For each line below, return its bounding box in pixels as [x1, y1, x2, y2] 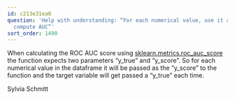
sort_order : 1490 [7, 29, 58, 37]
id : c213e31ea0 [7, 10, 52, 17]
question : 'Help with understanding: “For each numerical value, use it [7, 17, 224, 24]
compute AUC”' [13, 23, 55, 30]
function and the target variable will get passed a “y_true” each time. [7, 71, 204, 80]
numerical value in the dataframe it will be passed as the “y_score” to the [7, 64, 217, 72]
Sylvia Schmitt [7, 85, 49, 93]
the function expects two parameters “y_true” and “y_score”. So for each [7, 57, 215, 65]
